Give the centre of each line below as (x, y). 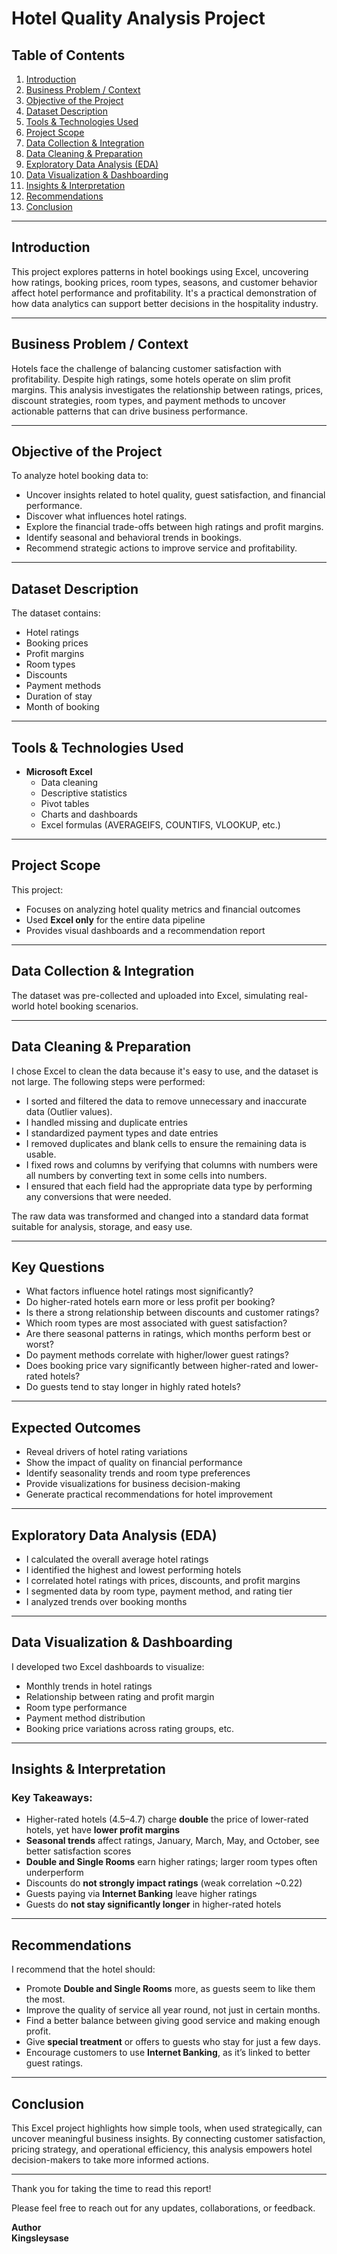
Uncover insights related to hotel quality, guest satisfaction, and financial (175, 495)
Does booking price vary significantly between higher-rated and (158, 1366)
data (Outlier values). (69, 1111)
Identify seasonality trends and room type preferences (138, 1473)
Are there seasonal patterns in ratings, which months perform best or (168, 1334)
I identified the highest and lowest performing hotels (133, 1569)
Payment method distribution (85, 1718)
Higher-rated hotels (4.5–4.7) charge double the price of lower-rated (167, 1819)
